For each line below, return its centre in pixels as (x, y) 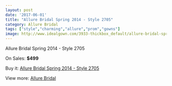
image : (12, 34)
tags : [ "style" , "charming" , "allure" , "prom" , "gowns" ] (63, 29)
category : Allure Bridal (32, 24)
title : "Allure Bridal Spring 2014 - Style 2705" (59, 19)
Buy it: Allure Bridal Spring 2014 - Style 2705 (52, 68)
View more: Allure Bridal (31, 78)
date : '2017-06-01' (26, 15)
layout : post (19, 10)
